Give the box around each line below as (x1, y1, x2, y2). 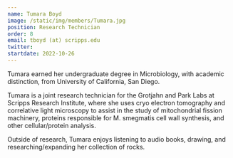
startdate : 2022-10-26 (7, 51, 75, 58)
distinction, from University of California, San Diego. (7, 77, 160, 85)
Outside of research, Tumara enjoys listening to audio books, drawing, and (7, 135, 226, 143)
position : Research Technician (7, 23, 100, 31)
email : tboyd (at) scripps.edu (7, 37, 100, 44)
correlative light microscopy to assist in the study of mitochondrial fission (7, 106, 223, 115)
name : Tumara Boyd (7, 10, 62, 18)
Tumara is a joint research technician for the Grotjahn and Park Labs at (7, 90, 215, 100)
